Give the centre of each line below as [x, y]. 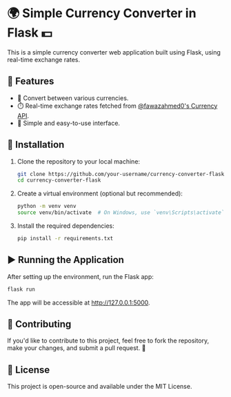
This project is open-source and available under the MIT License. [100, 387]
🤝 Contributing [39, 324]
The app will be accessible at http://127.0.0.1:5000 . [79, 302]
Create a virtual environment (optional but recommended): [100, 193]
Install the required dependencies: [66, 226]
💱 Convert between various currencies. [73, 98]
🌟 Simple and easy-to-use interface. [69, 123]
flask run [21, 289]
